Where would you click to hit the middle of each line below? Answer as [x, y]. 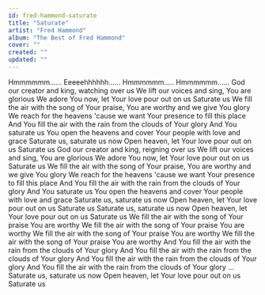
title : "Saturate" [38, 23]
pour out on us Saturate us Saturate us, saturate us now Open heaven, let [128, 208]
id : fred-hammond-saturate [53, 15]
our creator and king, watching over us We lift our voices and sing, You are [130, 90]
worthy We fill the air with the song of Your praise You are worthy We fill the [132, 233]
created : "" [28, 52]
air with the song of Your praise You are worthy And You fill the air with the [130, 241]
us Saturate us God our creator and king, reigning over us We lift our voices [131, 149]
